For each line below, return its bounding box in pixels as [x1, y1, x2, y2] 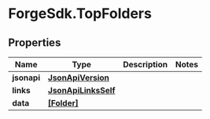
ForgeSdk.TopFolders [8, 5, 152, 23]
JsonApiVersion [47, 72, 110, 83]
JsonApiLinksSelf [47, 85, 116, 96]
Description [123, 59, 168, 70]
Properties [8, 36, 61, 49]
